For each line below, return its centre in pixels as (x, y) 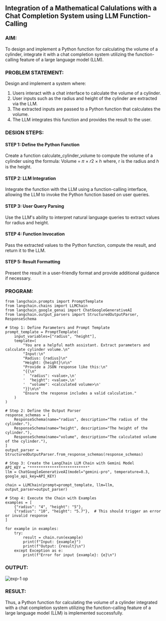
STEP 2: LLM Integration (31, 178)
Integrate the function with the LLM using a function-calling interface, (76, 189)
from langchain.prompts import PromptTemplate (54, 302)
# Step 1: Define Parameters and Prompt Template (58, 328)
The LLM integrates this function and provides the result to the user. (82, 119)
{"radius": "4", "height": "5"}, (49, 507)
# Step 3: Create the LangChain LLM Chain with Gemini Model (70, 463)
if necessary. (18, 278)
